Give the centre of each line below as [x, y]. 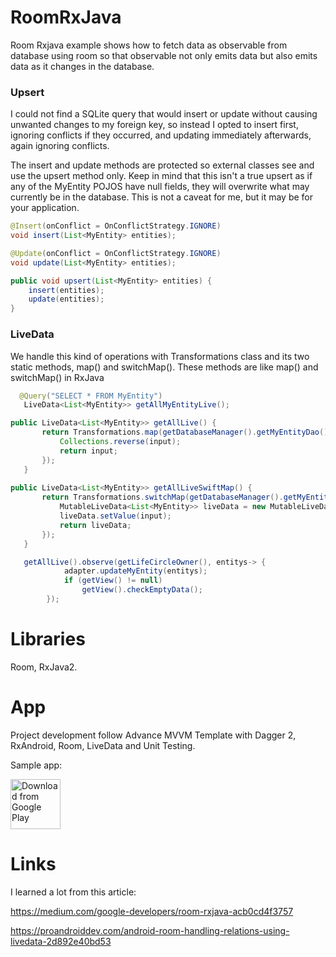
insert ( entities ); [66, 290]
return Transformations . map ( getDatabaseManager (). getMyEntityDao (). [187, 432]
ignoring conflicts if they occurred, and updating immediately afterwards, [161, 135]
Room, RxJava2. [44, 667]
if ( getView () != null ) [113, 581]
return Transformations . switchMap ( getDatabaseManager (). [162, 497]
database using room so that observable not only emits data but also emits [164, 55]
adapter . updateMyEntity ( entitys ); [135, 571]
